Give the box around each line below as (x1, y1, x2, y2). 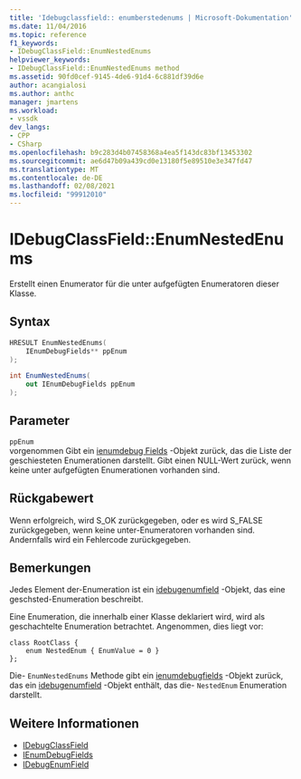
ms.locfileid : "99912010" (9, 190, 107, 199)
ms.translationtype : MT (9, 165, 99, 174)
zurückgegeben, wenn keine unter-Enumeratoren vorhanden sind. (9, 524, 256, 535)
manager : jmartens (9, 97, 79, 107)
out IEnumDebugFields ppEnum (25, 380, 136, 389)
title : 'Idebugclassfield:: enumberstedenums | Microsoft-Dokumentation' (9, 13, 294, 23)
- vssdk (9, 114, 39, 123)
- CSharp (9, 139, 42, 149)
